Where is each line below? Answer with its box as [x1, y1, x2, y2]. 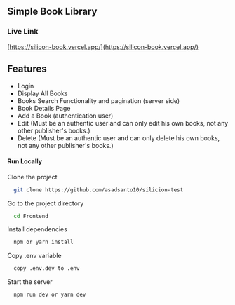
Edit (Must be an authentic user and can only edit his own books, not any [17, 118, 229, 127]
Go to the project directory [7, 199, 84, 208]
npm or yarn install [13, 238, 74, 246]
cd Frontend [13, 212, 49, 219]
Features [7, 63, 47, 75]
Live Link [7, 27, 39, 36]
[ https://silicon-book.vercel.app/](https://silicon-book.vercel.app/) [7, 42, 199, 51]
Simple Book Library [7, 6, 98, 18]
